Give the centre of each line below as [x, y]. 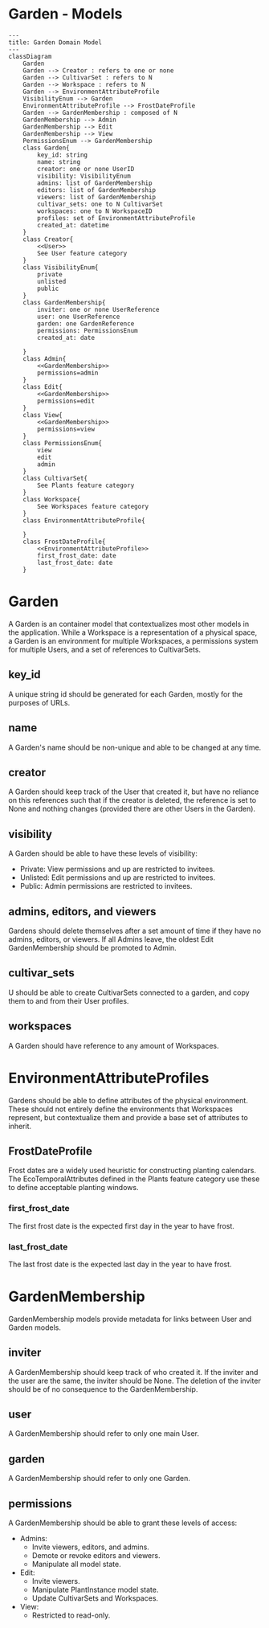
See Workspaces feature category [93, 506]
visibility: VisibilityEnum [84, 176]
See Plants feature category [86, 485]
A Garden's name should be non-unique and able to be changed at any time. [135, 747]
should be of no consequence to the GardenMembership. [103, 1389]
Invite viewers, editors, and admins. [91, 1547]
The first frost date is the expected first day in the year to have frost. [122, 1225]
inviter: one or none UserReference [98, 309]
